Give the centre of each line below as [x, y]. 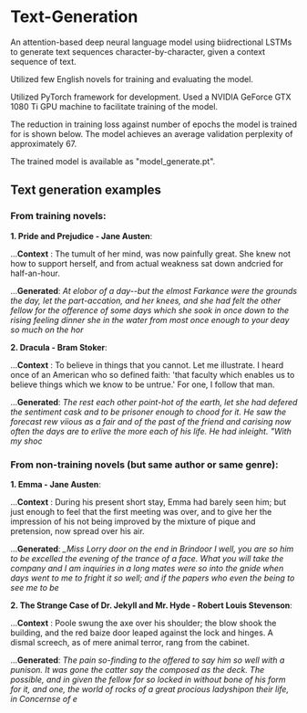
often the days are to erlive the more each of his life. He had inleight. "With [151, 431]
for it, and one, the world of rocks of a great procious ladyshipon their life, [150, 689]
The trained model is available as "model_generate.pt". [113, 161]
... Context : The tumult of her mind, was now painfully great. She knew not [150, 254]
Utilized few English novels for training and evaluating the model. [132, 79]
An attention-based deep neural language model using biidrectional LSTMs [151, 42]
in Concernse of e [44, 698]
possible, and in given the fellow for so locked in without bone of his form [148, 679]
